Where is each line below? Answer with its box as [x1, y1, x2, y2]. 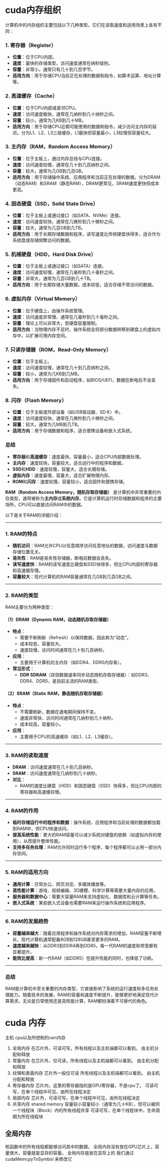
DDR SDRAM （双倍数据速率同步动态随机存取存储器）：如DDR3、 [19, 672, 152, 678]
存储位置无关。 [12, 549, 43, 555]
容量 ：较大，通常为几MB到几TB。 [12, 421, 82, 427]
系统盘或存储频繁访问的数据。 [12, 237, 74, 244]
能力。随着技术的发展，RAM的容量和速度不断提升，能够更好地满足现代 [9, 992, 155, 998]
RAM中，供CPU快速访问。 [16, 826, 71, 832]
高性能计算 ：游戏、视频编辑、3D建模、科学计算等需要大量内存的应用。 [12, 887, 158, 893]
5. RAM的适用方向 [5, 869, 49, 876]
